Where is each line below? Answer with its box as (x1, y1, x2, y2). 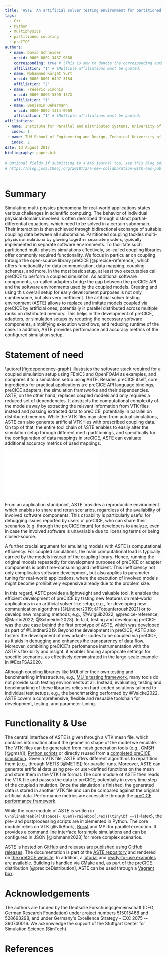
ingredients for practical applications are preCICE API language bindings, (5, 382, 155, 388)
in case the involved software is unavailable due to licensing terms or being (5, 528, 160, 534)
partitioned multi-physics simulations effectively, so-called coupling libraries (5, 247, 162, 253)
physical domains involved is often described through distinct (5, 215, 131, 221)
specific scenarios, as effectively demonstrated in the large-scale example (5, 654, 158, 660)
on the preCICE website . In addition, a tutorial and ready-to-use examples (5, 854, 156, 860)
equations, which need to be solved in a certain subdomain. (28, 220, 151, 227)
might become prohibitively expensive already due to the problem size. (5, 580, 151, 586)
